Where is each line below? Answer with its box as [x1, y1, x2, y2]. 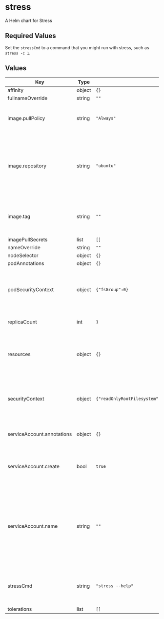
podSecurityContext [7, 286, 54, 293]
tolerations [7, 605, 32, 612]
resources [7, 351, 31, 358]
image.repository [7, 162, 47, 169]
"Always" [96, 115, 116, 121]
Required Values [5, 32, 56, 40]
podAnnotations [7, 260, 44, 267]
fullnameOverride [7, 95, 48, 101]
